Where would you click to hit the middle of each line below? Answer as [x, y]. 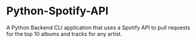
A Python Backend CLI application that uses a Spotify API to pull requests [98, 27]
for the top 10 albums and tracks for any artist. [64, 33]
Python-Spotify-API [57, 11]
